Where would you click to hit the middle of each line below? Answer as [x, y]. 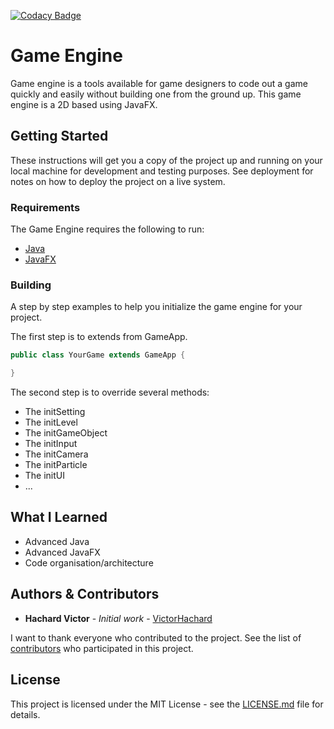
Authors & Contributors [85, 594]
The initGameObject [66, 433]
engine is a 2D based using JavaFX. [84, 104]
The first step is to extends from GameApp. [99, 337]
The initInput [51, 444]
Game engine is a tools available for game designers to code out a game [159, 83]
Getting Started [59, 136]
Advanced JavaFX [62, 552]
